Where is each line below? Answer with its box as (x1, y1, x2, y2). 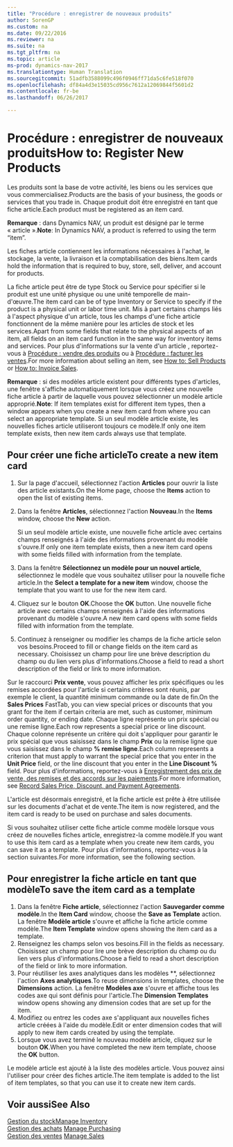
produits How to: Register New (7, 145, 184, 161)
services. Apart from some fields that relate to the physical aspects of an (7, 326, 214, 335)
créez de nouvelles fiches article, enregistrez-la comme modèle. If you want (7, 830, 223, 839)
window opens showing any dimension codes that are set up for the (17, 998, 212, 1006)
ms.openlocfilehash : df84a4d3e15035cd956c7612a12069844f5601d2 (7, 81, 194, 88)
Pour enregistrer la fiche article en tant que (7, 873, 197, 885)
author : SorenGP (7, 17, 54, 24)
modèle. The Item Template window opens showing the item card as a (17, 924, 217, 933)
